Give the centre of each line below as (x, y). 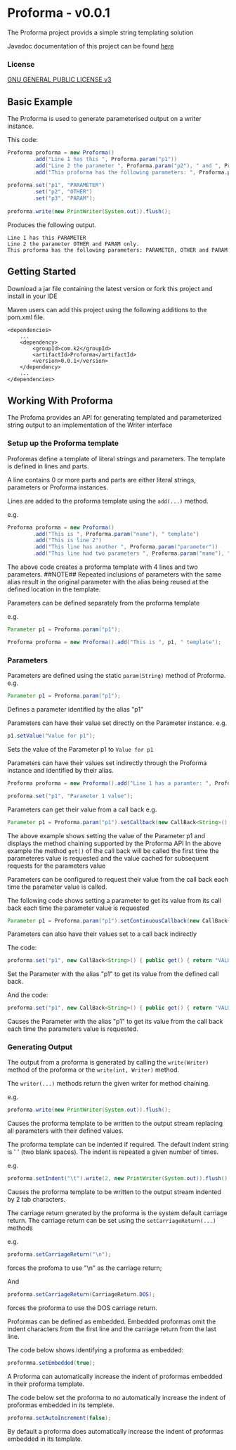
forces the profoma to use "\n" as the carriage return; (85, 1268)
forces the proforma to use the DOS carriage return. (83, 1308)
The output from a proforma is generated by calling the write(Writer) (108, 1063)
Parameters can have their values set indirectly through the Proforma (107, 763)
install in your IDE (32, 296)
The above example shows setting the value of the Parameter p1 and (106, 835)
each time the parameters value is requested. (73, 1029)
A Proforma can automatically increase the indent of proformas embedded (115, 1376)
